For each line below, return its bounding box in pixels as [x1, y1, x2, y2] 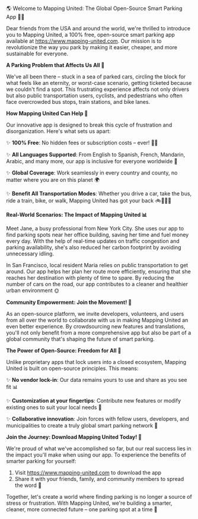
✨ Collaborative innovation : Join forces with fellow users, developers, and [6, 415, 190, 422]
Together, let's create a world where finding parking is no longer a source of [6, 493, 193, 500]
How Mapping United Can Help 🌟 [6, 110, 88, 117]
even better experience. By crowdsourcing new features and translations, [6, 323, 186, 330]
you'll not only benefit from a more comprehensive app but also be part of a [6, 329, 191, 336]
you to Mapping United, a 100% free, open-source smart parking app [6, 31, 175, 38]
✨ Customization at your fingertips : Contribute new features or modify [6, 397, 181, 404]
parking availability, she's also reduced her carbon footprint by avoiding [6, 244, 182, 251]
